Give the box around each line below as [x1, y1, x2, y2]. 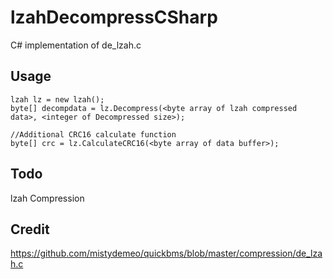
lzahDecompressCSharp [10, 6, 218, 29]
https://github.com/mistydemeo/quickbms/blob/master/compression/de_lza [10, 247, 323, 260]
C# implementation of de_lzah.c [10, 39, 142, 51]
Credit [10, 221, 50, 238]
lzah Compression [10, 192, 85, 204]
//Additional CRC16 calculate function [10, 129, 177, 140]
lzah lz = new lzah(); [10, 94, 105, 105]
